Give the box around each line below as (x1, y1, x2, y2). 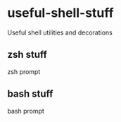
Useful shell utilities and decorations (7, 28, 113, 37)
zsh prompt (7, 67, 41, 75)
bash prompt (7, 106, 44, 115)
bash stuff (7, 88, 53, 100)
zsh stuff (7, 49, 48, 61)
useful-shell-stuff (7, 5, 114, 21)
